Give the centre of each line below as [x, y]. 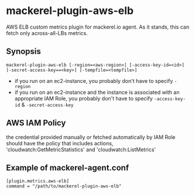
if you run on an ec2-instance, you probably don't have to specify [94, 81]
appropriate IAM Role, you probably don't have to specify [84, 98]
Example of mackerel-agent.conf [68, 168]
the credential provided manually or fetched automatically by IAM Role [91, 137]
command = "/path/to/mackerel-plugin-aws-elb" [64, 186]
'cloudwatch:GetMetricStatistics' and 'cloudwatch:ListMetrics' [81, 149]
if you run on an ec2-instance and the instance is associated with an [97, 92]
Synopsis [23, 52]
